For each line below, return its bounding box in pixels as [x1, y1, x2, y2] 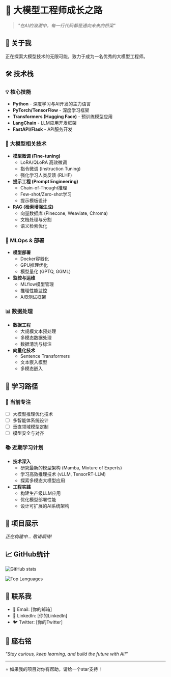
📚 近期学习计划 [5, 444, 44, 451]
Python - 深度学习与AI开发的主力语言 [12, 101, 91, 107]
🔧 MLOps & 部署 [5, 237, 45, 244]
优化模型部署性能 [20, 496, 56, 502]
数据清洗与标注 [20, 341, 52, 347]
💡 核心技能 [5, 89, 32, 96]
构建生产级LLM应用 [20, 490, 61, 496]
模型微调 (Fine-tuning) [12, 153, 61, 159]
